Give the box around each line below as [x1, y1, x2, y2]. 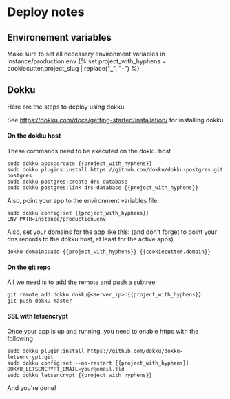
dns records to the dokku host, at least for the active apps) [7, 235, 174, 244]
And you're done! [7, 384, 56, 392]
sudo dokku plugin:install [7, 348, 85, 355]
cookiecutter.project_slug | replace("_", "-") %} [7, 65, 140, 72]
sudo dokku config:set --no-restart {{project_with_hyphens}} [7, 360, 189, 367]
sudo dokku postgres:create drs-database [7, 178, 128, 186]
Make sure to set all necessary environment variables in [7, 50, 165, 58]
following [7, 334, 33, 343]
